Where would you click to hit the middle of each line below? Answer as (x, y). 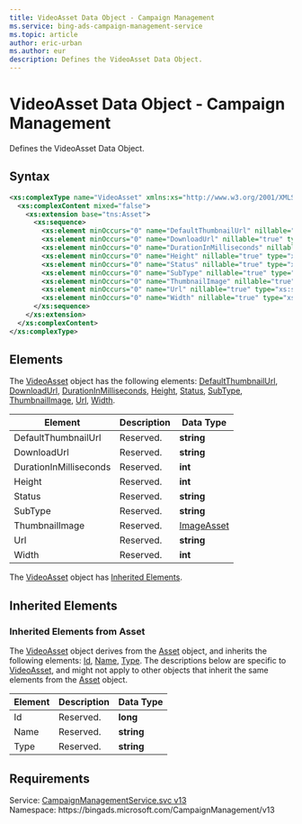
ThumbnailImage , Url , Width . (62, 400)
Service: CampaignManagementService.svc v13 (98, 800)
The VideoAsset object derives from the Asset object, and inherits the (138, 651)
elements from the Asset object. (69, 680)
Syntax (30, 177)
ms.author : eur (38, 51)
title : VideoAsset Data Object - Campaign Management (112, 18)
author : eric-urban (46, 43)
